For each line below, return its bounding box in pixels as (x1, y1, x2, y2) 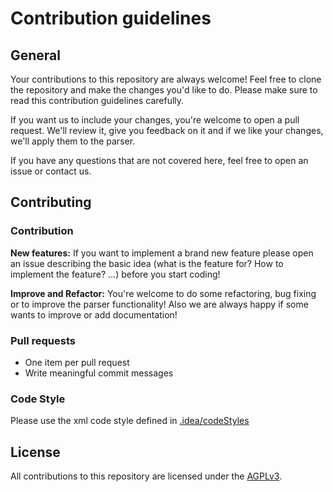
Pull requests (10, 333, 76, 347)
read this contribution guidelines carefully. (10, 95, 185, 106)
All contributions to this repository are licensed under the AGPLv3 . (10, 470, 283, 482)
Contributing (10, 194, 92, 211)
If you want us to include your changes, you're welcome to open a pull (10, 114, 300, 126)
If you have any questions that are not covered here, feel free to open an (10, 155, 309, 166)
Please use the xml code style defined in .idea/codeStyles (10, 415, 250, 427)
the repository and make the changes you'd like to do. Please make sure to (10, 84, 318, 96)
